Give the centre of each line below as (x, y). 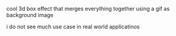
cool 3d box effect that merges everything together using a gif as (88, 9)
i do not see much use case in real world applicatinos (73, 27)
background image (30, 15)
